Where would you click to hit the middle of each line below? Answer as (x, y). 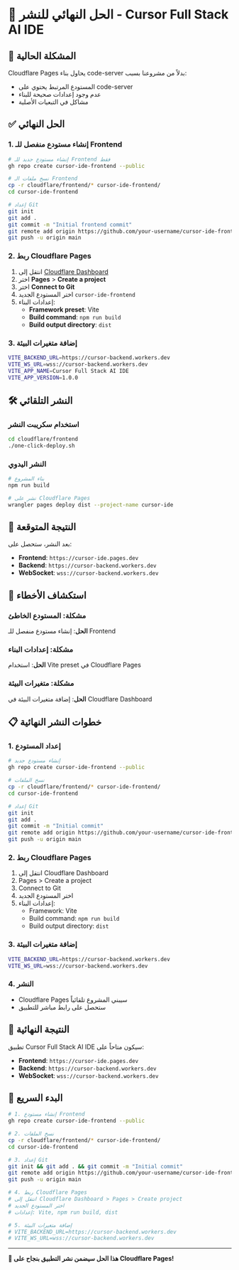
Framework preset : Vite (64, 309)
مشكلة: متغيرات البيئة (41, 684)
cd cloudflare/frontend (43, 439)
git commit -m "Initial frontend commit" (70, 224)
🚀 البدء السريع (35, 1097)
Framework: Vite (53, 911)
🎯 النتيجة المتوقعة (42, 527)
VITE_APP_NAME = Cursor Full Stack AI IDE (69, 371)
